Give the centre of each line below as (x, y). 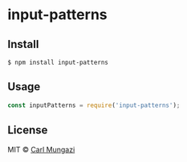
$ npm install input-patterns (58, 62)
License (28, 130)
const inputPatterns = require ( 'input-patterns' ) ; (94, 105)
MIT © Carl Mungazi (41, 149)
